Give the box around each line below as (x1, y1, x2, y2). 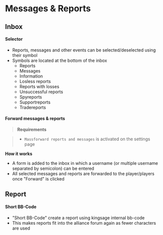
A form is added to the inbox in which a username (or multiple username (12, 160, 158, 166)
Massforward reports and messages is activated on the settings (24, 136, 150, 142)
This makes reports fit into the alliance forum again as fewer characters (12, 220, 156, 226)
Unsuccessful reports (19, 89, 64, 95)
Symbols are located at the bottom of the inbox (12, 57, 107, 63)
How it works (5, 151, 33, 157)
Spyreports (19, 94, 43, 100)
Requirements (17, 126, 47, 132)
